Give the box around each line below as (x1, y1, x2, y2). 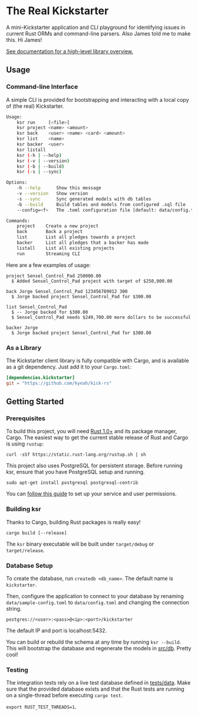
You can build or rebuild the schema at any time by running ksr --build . (6, 638, 181, 646)
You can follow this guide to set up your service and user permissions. (6, 490, 177, 498)
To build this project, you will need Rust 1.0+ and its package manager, (6, 428, 177, 435)
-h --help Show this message (16, 185, 101, 191)
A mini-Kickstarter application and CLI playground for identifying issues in (6, 24, 186, 31)
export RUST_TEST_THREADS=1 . (6, 703, 77, 711)
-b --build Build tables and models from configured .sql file (16, 201, 186, 208)
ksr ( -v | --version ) (16, 158, 70, 164)
